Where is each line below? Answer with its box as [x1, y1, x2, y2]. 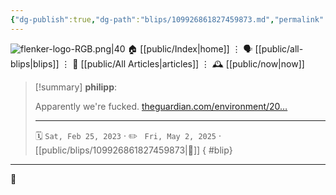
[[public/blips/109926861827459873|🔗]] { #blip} [34, 144, 233, 156]
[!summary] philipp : [34, 81, 118, 93]
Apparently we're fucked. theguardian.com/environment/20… [34, 100, 288, 112]
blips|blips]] [10, 57, 60, 70]
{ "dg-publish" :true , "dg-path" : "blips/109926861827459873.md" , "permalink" [10, 14, 325, 25]
